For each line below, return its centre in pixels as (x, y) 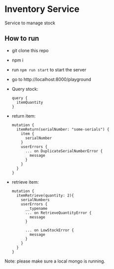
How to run (22, 38)
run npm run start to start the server (49, 69)
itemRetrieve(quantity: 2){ (45, 195)
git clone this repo (30, 50)
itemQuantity (30, 102)
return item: (23, 116)
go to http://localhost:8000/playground (52, 79)
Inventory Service (42, 9)
